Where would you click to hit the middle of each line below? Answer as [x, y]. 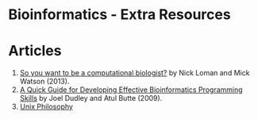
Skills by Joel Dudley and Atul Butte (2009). [91, 98]
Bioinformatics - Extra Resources [120, 15]
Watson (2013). [44, 82]
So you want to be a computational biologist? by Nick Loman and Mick [135, 73]
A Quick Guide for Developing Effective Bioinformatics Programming [131, 90]
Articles [35, 51]
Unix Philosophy [46, 107]
